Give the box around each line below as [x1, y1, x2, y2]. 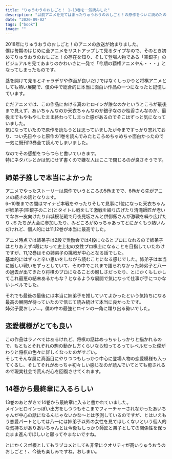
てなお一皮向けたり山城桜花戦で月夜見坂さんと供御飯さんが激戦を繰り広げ [5, 213, 162, 219]
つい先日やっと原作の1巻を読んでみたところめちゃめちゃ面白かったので [14, 133, 164, 140]
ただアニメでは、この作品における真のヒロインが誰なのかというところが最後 [5, 101, 167, 107]
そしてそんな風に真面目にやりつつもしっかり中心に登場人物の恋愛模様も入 [5, 355, 162, 361]
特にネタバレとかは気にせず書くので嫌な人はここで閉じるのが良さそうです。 [5, 157, 166, 163]
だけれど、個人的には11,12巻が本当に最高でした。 [5, 226, 109, 232]
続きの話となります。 [14, 194, 59, 200]
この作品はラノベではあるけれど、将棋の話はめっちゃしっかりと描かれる [5, 336, 158, 342]
